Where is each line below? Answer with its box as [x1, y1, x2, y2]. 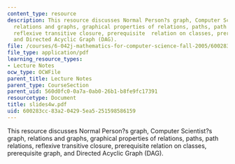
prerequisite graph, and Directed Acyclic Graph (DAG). [7, 149, 164, 157]
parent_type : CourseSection [7, 82, 90, 89]
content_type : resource [7, 10, 77, 17]
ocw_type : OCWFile [7, 68, 61, 75]
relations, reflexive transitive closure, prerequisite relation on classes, [7, 141, 207, 150]
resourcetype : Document [7, 95, 77, 102]
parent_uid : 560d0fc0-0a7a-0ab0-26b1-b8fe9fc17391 [7, 88, 158, 95]
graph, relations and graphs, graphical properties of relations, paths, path [7, 134, 219, 142]
